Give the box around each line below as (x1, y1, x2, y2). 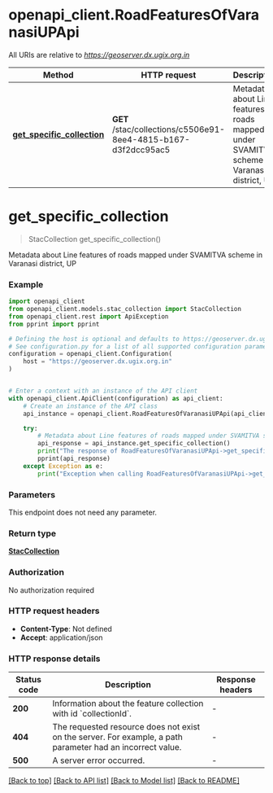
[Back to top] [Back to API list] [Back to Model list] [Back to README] (8, 776, 240, 786)
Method (42, 69, 75, 81)
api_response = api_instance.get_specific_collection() (37, 440, 231, 448)
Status (15, 674, 42, 686)
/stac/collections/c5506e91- (112, 124, 225, 135)
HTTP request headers (8, 605, 100, 616)
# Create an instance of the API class (23, 401, 158, 410)
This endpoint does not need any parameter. (8, 507, 157, 517)
